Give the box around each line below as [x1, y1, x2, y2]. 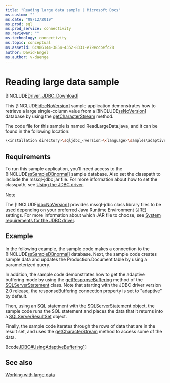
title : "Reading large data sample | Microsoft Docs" [5, 7, 121, 13]
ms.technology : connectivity [5, 36, 67, 41]
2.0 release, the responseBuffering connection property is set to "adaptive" [5, 288, 162, 294]
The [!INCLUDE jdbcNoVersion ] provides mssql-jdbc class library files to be [5, 202, 162, 207]
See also [5, 358, 33, 367]
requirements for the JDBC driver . [5, 218, 76, 223]
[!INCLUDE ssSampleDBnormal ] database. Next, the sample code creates [5, 251, 157, 257]
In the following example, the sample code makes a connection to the [5, 246, 150, 252]
